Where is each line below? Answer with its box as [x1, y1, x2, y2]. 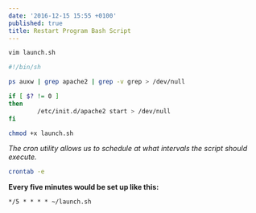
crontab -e [8, 168, 45, 176]
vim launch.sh [8, 49, 56, 57]
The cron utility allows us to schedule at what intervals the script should [8, 144, 248, 154]
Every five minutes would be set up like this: [8, 182, 159, 192]
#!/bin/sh [8, 63, 42, 72]
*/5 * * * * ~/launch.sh [8, 198, 92, 206]
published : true [8, 19, 63, 27]
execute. [8, 152, 37, 162]
